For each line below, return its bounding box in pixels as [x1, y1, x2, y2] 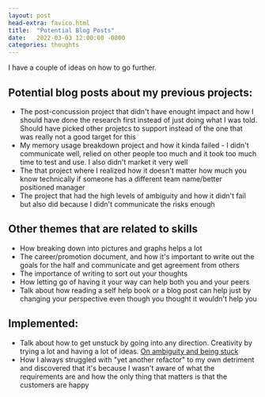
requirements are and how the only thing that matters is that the [19, 372, 228, 381]
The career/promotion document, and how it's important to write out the [19, 251, 255, 261]
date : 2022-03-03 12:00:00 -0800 [8, 33, 126, 42]
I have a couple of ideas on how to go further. [8, 63, 157, 72]
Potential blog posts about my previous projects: [8, 86, 253, 99]
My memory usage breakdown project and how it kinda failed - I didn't [19, 140, 249, 150]
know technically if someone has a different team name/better [19, 174, 223, 183]
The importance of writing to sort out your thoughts [19, 269, 188, 278]
